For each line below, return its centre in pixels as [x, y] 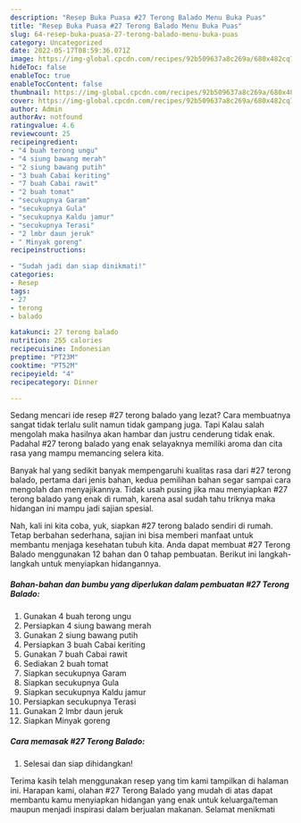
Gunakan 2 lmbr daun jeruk [73, 711]
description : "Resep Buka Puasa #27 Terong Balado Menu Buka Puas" [138, 17]
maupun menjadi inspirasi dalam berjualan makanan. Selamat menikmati [143, 810]
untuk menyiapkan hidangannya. [101, 564]
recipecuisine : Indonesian [60, 349]
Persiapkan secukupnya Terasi [79, 701]
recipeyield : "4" [42, 374]
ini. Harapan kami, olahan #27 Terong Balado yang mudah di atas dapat [142, 791]
